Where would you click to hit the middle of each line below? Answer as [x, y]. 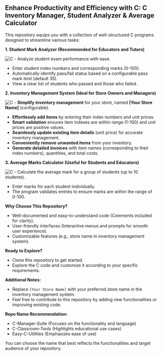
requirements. [26, 270]
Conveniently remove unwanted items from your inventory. [72, 143]
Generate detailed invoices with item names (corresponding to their [80, 148]
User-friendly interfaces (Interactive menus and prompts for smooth [80, 226]
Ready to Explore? [24, 251]
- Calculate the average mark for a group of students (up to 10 [76, 172]
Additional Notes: [23, 280]
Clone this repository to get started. [48, 260]
